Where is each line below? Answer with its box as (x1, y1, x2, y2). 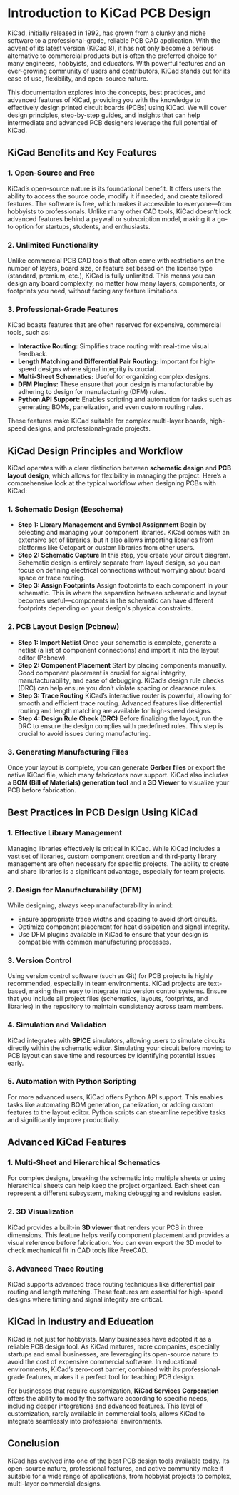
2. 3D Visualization (7, 1207, 75, 1217)
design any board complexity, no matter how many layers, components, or (7, 278, 226, 287)
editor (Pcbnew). (17, 653, 68, 662)
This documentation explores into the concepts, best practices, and (7, 88, 206, 96)
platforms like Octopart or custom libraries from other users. (17, 543, 195, 552)
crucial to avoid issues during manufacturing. (17, 729, 151, 738)
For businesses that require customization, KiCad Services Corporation (7, 1386, 219, 1395)
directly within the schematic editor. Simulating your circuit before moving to (7, 1044, 232, 1052)
